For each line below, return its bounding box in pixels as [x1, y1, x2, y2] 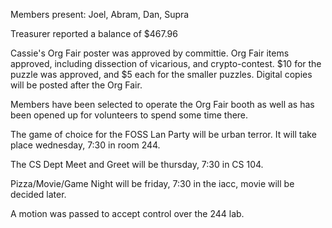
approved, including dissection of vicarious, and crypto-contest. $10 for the [10, 58, 322, 69]
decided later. [10, 189, 67, 200]
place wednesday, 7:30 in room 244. [10, 139, 161, 151]
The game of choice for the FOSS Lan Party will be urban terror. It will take [10, 129, 317, 140]
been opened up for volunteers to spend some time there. [10, 109, 249, 121]
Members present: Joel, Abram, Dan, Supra [10, 9, 190, 20]
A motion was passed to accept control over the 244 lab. [10, 208, 245, 219]
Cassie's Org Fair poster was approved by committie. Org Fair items [10, 47, 290, 59]
